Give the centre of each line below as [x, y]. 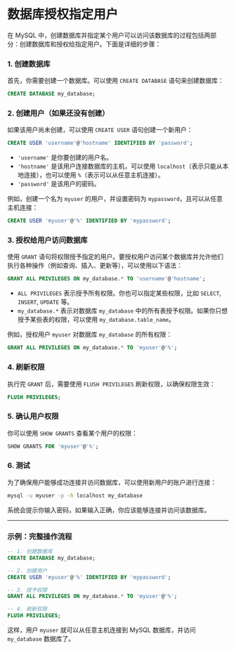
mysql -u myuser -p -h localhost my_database [75, 495]
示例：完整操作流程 [40, 536]
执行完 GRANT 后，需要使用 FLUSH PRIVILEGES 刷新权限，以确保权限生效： [112, 384]
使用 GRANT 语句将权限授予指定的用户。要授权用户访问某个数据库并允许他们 [115, 256]
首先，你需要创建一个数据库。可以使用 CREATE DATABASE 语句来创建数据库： [116, 81]
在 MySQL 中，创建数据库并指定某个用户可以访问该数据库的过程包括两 [109, 35]
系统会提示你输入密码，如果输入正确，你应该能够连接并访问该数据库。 [109, 509]
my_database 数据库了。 [41, 639]
